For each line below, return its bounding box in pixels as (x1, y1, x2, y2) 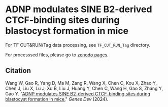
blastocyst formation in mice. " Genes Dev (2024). (5, 96, 109, 102)
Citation (5, 66, 31, 75)
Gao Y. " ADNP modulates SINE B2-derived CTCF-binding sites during (5, 90, 151, 97)
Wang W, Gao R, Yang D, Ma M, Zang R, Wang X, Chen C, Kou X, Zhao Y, (5, 80, 157, 86)
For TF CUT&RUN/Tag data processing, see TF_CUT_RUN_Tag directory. (5, 42, 151, 48)
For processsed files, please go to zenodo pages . (5, 52, 109, 58)
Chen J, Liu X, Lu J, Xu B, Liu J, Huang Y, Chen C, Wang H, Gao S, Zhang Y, (5, 85, 163, 91)
